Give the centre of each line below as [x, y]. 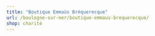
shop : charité [25, 23]
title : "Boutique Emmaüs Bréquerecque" [57, 12]
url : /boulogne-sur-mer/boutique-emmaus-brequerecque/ [78, 18]
